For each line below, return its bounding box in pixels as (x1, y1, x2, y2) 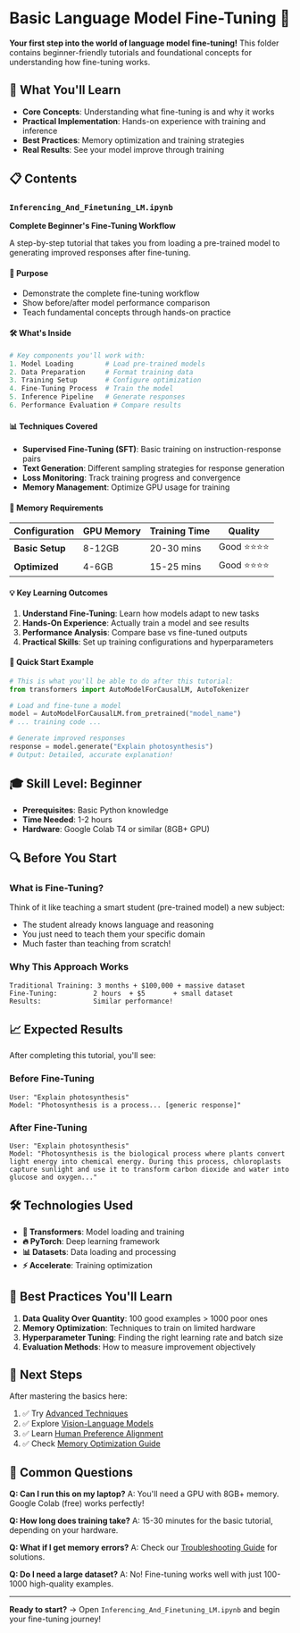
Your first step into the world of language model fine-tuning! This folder (9, 38, 279, 48)
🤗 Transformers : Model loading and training (21, 1226, 185, 1237)
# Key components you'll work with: (9, 350, 146, 360)
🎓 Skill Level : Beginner (9, 777, 143, 792)
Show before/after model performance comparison (21, 297, 211, 307)
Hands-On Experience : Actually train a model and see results (21, 617, 250, 628)
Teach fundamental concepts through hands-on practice (21, 307, 231, 317)
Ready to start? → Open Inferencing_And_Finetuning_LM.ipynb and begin (9, 1604, 280, 1615)
